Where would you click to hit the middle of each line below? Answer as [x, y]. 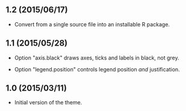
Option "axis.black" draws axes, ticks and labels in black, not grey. [97, 58]
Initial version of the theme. [48, 103]
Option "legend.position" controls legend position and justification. [97, 69]
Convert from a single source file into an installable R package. [92, 24]
